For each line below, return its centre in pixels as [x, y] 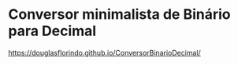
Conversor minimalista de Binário [119, 14]
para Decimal [52, 31]
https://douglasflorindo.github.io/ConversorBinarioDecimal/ [104, 52]
